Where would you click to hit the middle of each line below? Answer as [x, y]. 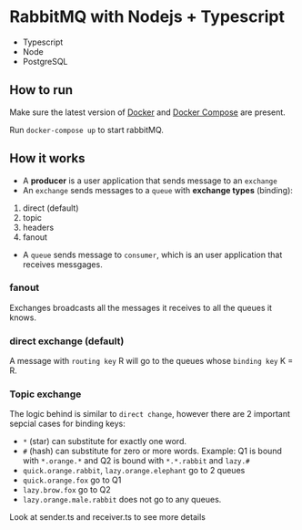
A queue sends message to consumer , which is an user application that [152, 255]
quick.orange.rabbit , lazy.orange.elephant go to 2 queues [134, 471]
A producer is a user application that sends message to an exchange [150, 181]
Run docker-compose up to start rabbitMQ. [86, 130]
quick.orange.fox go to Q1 [72, 480]
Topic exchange [45, 394]
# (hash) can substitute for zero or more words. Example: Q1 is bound [152, 451]
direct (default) [50, 208]
